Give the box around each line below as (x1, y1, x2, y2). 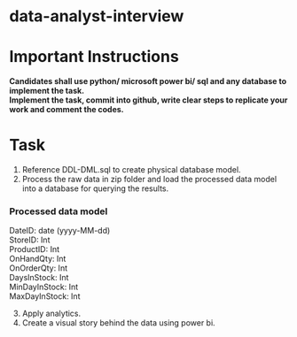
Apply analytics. (21, 308, 82, 319)
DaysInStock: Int (9, 272, 69, 283)
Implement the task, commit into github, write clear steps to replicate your (9, 95, 288, 105)
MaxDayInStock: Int (9, 291, 81, 302)
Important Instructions (9, 47, 179, 67)
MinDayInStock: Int (9, 281, 79, 293)
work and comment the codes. (9, 104, 124, 115)
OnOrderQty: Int (9, 263, 68, 273)
